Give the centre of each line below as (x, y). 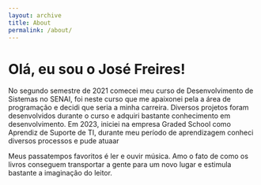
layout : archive (35, 15)
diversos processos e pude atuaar (64, 141)
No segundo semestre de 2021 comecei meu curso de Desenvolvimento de (131, 91)
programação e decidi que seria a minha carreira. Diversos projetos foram (129, 108)
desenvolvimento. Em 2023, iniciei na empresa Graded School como (120, 124)
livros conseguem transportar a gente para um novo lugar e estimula (120, 165)
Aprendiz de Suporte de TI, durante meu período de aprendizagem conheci (131, 133)
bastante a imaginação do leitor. (61, 173)
